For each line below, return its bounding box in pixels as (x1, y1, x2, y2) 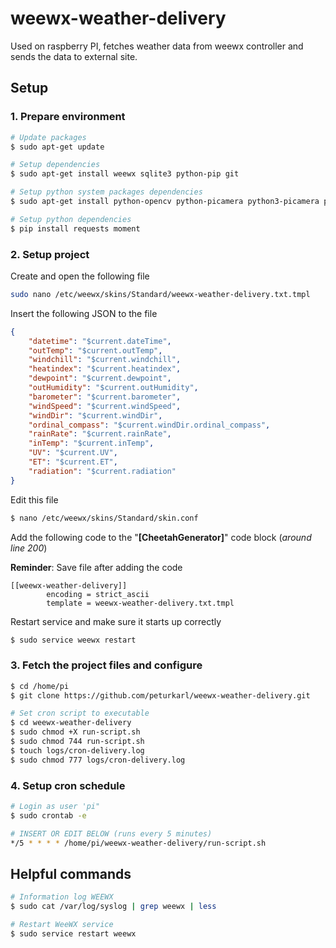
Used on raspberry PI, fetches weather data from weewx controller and (10, 40, 304, 52)
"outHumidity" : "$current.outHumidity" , (28, 383, 199, 393)
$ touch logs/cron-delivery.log (10, 745, 145, 756)
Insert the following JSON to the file (10, 307, 158, 319)
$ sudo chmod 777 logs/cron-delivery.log (10, 755, 186, 765)
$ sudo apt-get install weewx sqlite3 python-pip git (10, 169, 240, 179)
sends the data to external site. (10, 50, 138, 62)
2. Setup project (10, 247, 90, 261)
